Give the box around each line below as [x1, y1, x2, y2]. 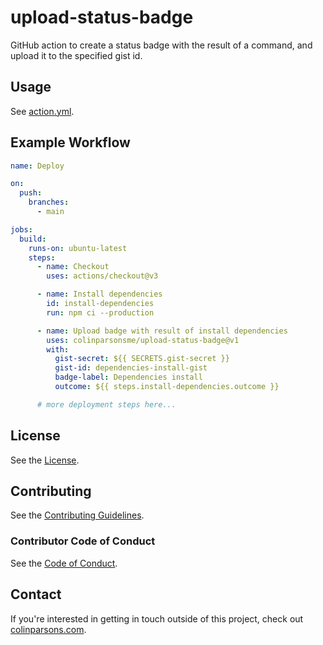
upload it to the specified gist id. [10, 49, 143, 61]
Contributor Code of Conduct [10, 534, 156, 548]
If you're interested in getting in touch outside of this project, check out [10, 612, 304, 625]
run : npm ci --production [46, 307, 155, 318]
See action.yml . [10, 105, 75, 117]
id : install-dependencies [46, 299, 155, 309]
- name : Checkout [36, 262, 110, 272]
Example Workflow [10, 134, 131, 151]
